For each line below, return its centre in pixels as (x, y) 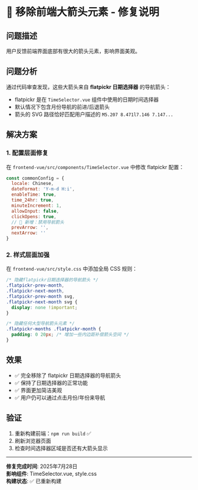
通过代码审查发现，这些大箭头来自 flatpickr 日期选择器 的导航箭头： (88, 87)
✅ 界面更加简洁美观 (38, 390)
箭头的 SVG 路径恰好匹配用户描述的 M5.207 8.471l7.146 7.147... (94, 114)
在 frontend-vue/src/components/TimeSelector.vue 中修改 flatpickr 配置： (95, 167)
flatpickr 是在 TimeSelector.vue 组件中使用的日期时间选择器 (87, 99)
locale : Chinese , (33, 184)
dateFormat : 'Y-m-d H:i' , (43, 189)
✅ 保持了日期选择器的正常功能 (51, 382)
